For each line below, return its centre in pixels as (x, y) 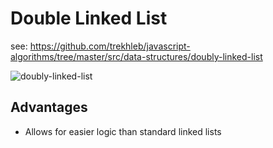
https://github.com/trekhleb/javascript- (110, 46)
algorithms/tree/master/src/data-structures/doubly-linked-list (136, 56)
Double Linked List (89, 18)
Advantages (49, 107)
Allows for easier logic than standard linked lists (123, 131)
